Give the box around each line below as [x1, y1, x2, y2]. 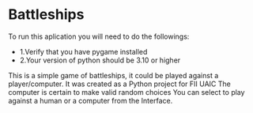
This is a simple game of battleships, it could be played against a [8, 70, 219, 80]
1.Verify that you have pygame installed [19, 47, 148, 56]
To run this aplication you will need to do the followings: [8, 32, 190, 41]
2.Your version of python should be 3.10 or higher [19, 55, 181, 65]
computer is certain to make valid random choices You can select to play [8, 87, 245, 96]
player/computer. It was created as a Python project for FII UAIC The [8, 79, 231, 89]
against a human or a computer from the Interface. [8, 96, 173, 105]
